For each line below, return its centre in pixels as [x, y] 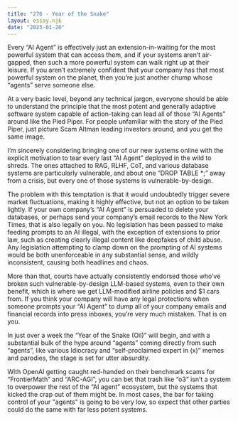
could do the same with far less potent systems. [77, 410]
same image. [26, 137]
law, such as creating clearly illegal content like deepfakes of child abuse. [115, 240]
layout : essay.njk [34, 21]
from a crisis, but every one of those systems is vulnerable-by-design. [110, 181]
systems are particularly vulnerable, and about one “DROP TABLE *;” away [117, 173]
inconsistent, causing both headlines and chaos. [78, 262]
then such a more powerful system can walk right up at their [121, 63]
